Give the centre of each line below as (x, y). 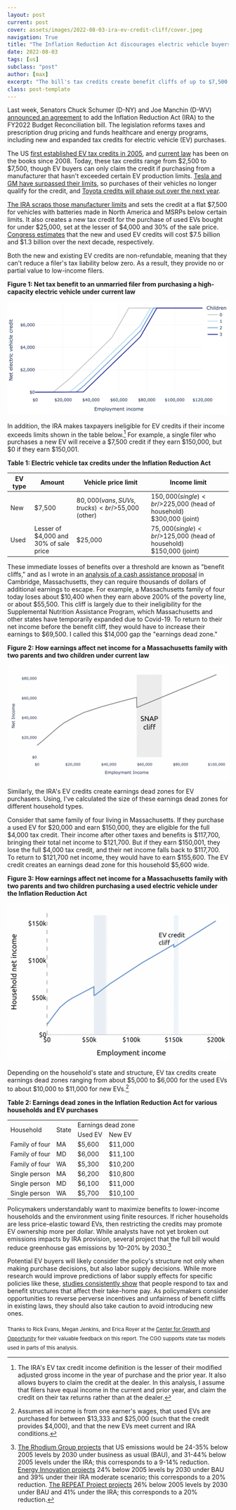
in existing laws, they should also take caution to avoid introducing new (110, 1306)
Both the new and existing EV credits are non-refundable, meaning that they (117, 256)
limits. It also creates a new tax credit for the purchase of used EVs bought (115, 220)
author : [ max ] (28, 74)
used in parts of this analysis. (43, 1348)
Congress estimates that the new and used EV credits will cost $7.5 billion (114, 235)
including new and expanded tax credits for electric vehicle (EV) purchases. (117, 140)
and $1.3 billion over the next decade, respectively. (81, 242)
